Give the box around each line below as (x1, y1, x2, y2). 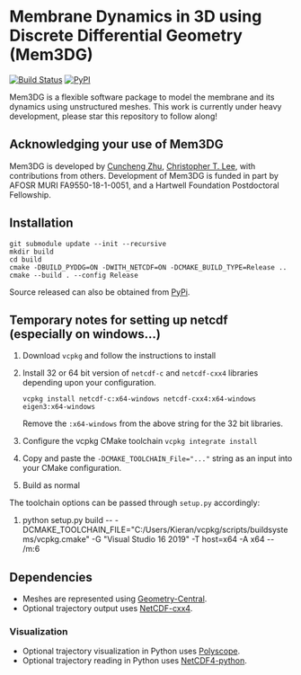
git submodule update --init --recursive (9, 239, 167, 248)
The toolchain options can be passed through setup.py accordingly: (9, 497, 261, 509)
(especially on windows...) (9, 326, 162, 342)
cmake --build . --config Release (9, 271, 139, 280)
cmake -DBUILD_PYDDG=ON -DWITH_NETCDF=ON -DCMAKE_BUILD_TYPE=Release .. (9, 262, 288, 271)
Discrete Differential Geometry (9, 25, 243, 46)
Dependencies (9, 569, 93, 585)
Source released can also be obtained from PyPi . (9, 286, 190, 298)
